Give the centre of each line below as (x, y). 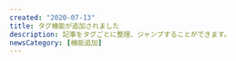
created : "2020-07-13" (52, 17)
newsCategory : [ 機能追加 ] (56, 43)
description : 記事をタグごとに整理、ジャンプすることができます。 (120, 34)
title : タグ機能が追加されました (65, 26)
